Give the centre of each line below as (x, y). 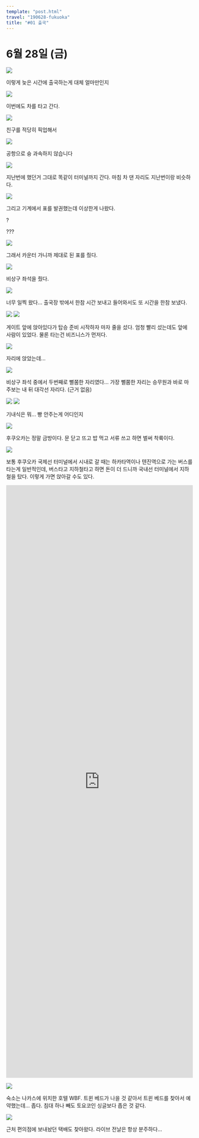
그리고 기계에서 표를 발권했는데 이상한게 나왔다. (61, 209)
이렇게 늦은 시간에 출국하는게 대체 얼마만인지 (58, 82)
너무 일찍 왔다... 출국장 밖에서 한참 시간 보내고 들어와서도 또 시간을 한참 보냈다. (97, 302)
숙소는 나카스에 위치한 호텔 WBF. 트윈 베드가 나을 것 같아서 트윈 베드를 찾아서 (95, 1098)
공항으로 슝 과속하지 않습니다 (39, 154)
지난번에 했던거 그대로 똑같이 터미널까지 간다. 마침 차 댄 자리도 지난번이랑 (91, 177)
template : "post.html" (34, 12)
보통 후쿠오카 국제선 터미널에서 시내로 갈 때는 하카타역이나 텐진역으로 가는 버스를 (99, 462)
